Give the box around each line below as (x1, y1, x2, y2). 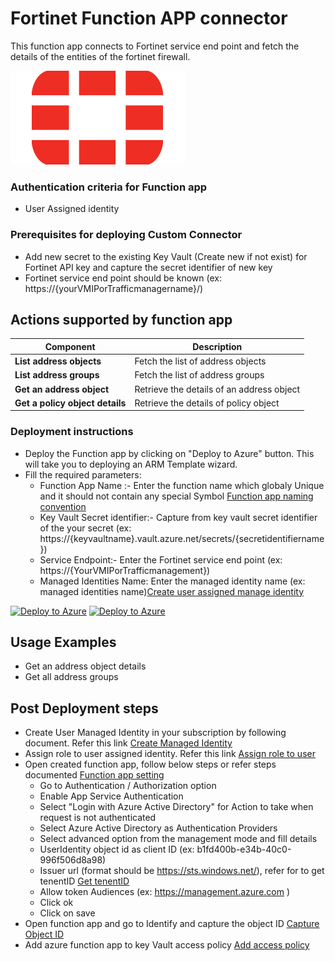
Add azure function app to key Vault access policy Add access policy (24, 939, 310, 951)
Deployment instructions (10, 425, 134, 439)
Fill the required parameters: (24, 468, 142, 481)
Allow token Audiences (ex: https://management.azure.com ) (39, 886, 291, 898)
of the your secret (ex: (39, 522, 132, 534)
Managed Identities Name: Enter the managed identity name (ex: (39, 575, 306, 587)
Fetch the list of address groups (134, 369, 265, 381)
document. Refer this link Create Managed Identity (24, 737, 233, 749)
